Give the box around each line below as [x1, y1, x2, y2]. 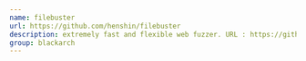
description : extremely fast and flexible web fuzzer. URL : [9, 30, 247, 39]
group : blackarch [9, 38, 76, 48]
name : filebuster [9, 13, 76, 22]
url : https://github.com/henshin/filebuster [9, 22, 181, 30]
